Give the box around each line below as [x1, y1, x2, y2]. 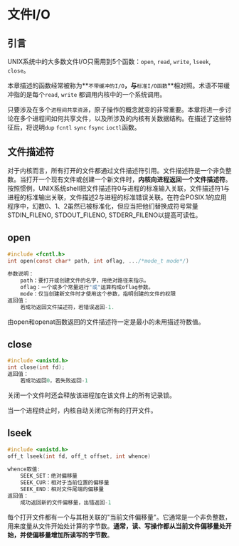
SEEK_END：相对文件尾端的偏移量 [20, 485, 105, 493]
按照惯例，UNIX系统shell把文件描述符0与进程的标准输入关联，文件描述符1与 [7, 184, 230, 192]
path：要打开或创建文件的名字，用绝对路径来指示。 [20, 277, 149, 285]
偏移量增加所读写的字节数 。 [31, 530, 114, 539]
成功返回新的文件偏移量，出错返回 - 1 [20, 499, 112, 506]
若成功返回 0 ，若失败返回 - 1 [20, 377, 88, 384]
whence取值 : [7, 466, 41, 473]
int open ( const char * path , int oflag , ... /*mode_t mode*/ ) [7, 257, 190, 264]
